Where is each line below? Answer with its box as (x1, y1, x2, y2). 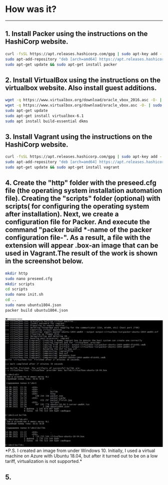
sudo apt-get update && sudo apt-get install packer (5, 62, 117, 67)
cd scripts (5, 287, 28, 292)
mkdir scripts (5, 282, 35, 287)
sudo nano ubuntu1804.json (5, 303, 61, 308)
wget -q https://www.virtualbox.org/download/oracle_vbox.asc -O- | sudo (5, 103, 162, 108)
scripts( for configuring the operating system (5, 202, 149, 211)
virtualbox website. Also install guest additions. (5, 84, 157, 92)
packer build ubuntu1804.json (5, 308, 68, 313)
